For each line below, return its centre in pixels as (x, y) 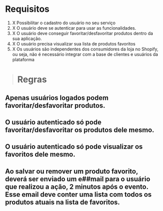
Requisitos (27, 9)
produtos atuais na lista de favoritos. (63, 202)
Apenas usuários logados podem (57, 98)
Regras (32, 80)
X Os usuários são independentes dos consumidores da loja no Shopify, (85, 49)
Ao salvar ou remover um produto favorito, (72, 171)
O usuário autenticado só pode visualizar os (74, 147)
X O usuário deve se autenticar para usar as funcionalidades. (74, 28)
